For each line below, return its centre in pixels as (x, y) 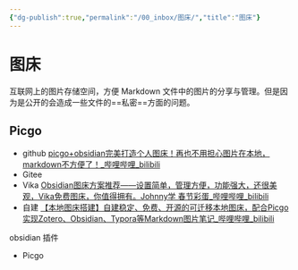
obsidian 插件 (34, 238)
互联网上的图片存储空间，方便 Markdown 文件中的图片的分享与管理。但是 (145, 91)
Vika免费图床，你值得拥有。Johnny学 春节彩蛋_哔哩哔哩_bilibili (153, 197)
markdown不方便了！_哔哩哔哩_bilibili (91, 165)
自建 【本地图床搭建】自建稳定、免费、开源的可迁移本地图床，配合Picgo (155, 207)
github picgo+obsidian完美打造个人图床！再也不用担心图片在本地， (146, 154)
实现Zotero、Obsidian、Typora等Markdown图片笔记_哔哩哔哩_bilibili (148, 219)
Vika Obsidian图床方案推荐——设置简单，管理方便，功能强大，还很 (146, 185)
